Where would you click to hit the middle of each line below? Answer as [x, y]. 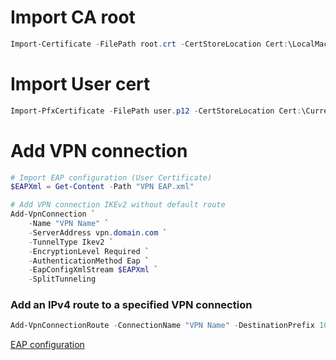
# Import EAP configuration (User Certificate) [111, 177]
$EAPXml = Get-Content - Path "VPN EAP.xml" [102, 187]
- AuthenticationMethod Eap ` [89, 261]
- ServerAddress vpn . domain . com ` [98, 232]
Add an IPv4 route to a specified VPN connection [131, 305]
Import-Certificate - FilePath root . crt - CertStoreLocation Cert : [149, 44]
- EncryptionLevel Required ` [89, 251]
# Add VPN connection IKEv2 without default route [118, 205]
